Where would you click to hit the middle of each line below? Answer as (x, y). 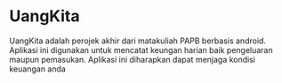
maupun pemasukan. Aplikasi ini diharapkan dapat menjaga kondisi (133, 59)
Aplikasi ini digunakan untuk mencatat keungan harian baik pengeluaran (141, 49)
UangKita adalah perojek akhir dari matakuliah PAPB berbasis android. (138, 41)
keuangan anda (38, 69)
